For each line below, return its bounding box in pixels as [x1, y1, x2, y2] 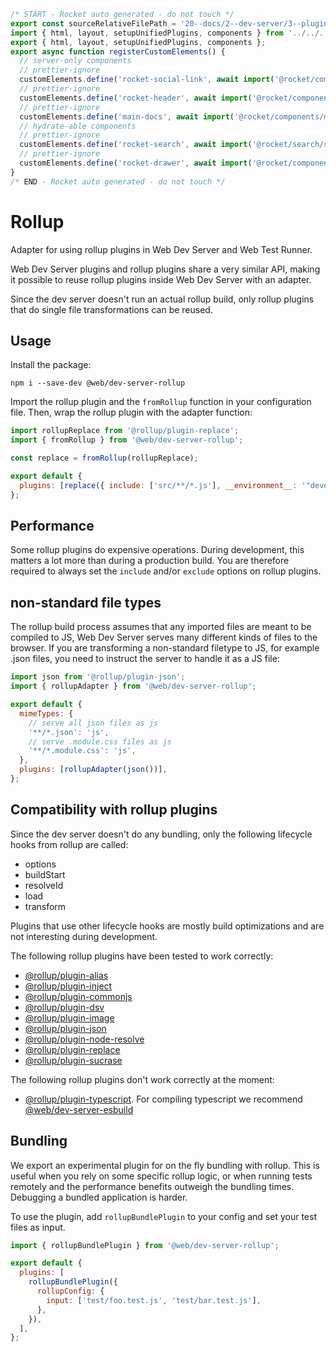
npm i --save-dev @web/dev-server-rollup [10, 378, 186, 389]
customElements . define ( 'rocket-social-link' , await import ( [19, 75, 275, 85]
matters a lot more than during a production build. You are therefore [10, 555, 290, 567]
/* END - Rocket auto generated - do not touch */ [10, 176, 226, 187]
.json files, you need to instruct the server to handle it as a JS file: [10, 653, 280, 665]
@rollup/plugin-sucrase [24, 1054, 123, 1066]
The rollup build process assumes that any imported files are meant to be [10, 621, 312, 633]
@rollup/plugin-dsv [24, 1001, 105, 1013]
